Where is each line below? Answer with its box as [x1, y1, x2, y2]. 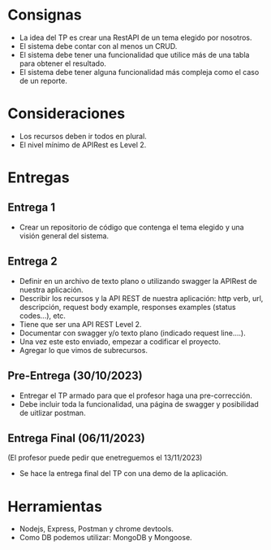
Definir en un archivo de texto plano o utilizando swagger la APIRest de [19, 276, 257, 286]
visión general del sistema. [19, 230, 110, 241]
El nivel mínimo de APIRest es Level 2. [19, 140, 147, 150]
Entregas [7, 168, 70, 187]
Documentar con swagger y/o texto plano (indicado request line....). [19, 328, 246, 338]
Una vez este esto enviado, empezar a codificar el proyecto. [19, 336, 221, 347]
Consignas [7, 6, 82, 24]
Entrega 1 [7, 201, 56, 215]
